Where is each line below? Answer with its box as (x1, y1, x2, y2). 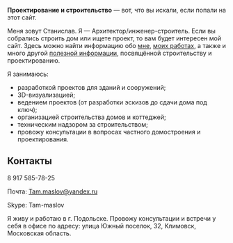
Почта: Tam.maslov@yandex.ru (7, 187, 98, 196)
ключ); (17, 106, 38, 113)
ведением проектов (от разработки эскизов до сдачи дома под (17, 98, 207, 107)
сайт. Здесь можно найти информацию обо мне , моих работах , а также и (7, 42, 226, 49)
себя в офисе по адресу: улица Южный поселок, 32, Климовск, (7, 221, 197, 230)
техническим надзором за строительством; (17, 120, 148, 128)
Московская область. (7, 229, 72, 237)
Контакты (7, 155, 52, 167)
